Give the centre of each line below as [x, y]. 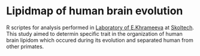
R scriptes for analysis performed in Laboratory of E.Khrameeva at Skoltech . [100, 27]
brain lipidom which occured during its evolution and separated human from [100, 40]
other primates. [25, 46]
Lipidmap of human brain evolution [95, 11]
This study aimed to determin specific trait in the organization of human [94, 33]
